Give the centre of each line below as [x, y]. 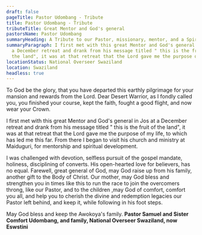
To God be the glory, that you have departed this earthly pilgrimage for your [100, 90]
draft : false [23, 12]
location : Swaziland [32, 67]
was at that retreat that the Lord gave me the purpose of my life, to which [97, 134]
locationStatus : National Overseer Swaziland [64, 62]
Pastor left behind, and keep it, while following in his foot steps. [85, 203]
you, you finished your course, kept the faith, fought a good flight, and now [99, 103]
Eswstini [17, 227]
